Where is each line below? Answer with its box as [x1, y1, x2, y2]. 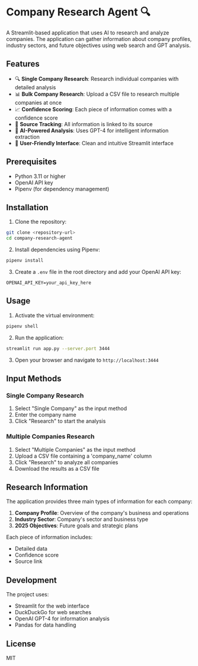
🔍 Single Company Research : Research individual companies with [14, 75, 179, 82]
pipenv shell [6, 323, 39, 329]
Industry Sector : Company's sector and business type [14, 516, 149, 523]
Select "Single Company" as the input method [14, 405, 127, 412]
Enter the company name [14, 411, 76, 418]
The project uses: [6, 591, 49, 598]
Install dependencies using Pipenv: [14, 246, 100, 254]
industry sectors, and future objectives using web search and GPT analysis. [6, 42, 191, 49]
